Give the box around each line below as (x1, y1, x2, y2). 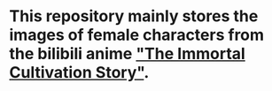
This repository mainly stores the (9, 6, 259, 27)
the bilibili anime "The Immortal (9, 44, 245, 64)
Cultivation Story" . (9, 63, 150, 83)
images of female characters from (9, 25, 264, 45)
